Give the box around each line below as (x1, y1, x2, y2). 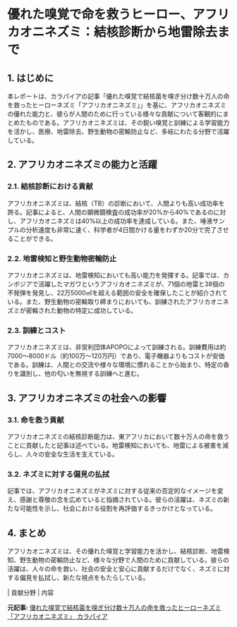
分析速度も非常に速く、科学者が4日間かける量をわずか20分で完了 (25, 225, 217, 233)
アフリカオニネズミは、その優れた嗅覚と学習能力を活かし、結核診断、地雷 (7, 547, 224, 556)
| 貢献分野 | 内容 (7, 588, 54, 597)
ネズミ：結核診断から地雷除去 (44, 24, 218, 40)
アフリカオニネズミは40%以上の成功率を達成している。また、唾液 (19, 217, 213, 225)
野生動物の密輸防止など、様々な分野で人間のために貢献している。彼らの (19, 556, 229, 564)
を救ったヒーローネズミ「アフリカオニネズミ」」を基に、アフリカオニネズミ (7, 101, 227, 109)
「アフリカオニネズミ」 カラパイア (7, 612, 108, 621)
